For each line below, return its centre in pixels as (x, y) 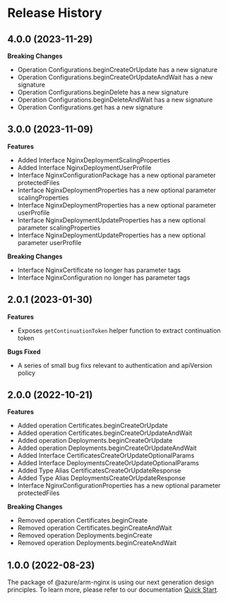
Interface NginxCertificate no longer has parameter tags (99, 270)
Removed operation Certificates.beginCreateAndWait (95, 528)
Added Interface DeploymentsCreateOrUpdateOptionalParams (108, 463)
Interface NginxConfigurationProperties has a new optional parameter (119, 486)
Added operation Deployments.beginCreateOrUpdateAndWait (107, 448)
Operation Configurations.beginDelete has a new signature (103, 92)
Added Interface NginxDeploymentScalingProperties (94, 160)
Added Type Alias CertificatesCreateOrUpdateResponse (99, 470)
